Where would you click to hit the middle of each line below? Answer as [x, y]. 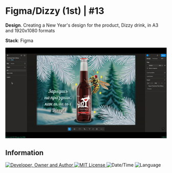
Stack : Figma [19, 40]
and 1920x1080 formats [30, 30]
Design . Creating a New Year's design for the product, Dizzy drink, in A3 [82, 25]
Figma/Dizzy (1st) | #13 [55, 11]
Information [25, 153]
